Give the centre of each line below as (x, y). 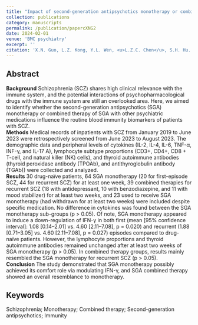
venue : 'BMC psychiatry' (37, 39)
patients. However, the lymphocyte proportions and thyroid (92, 239)
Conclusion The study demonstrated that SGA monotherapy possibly (90, 264)
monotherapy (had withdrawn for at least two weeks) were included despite (98, 201)
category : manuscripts (34, 22)
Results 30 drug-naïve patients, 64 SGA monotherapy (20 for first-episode (97, 176)
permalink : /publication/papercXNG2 (51, 28)
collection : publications (38, 17)
